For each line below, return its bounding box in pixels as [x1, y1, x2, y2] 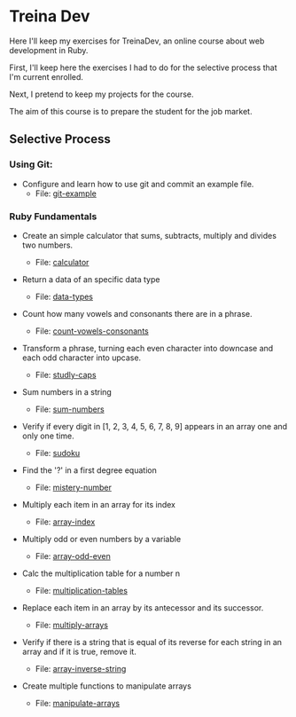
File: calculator [35, 256, 90, 267]
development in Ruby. [9, 44, 89, 55]
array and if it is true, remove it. [21, 646, 137, 657]
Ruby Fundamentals [9, 210, 97, 223]
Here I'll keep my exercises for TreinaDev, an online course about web [9, 35, 265, 46]
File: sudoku [35, 447, 81, 458]
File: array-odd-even [35, 550, 111, 561]
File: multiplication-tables [35, 585, 129, 595]
